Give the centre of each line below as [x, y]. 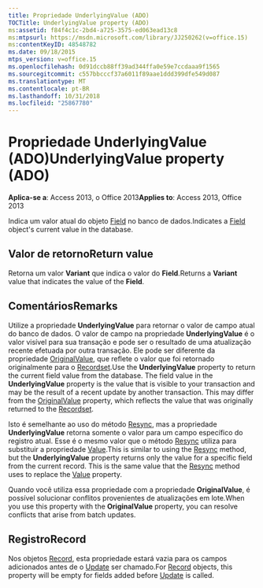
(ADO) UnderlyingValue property [116, 159]
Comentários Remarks [63, 307]
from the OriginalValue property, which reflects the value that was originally [131, 400]
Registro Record [47, 540]
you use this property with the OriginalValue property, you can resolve [123, 506]
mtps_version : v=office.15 [52, 60]
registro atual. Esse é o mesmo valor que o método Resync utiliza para [122, 441]
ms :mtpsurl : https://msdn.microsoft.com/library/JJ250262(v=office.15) [128, 37]
